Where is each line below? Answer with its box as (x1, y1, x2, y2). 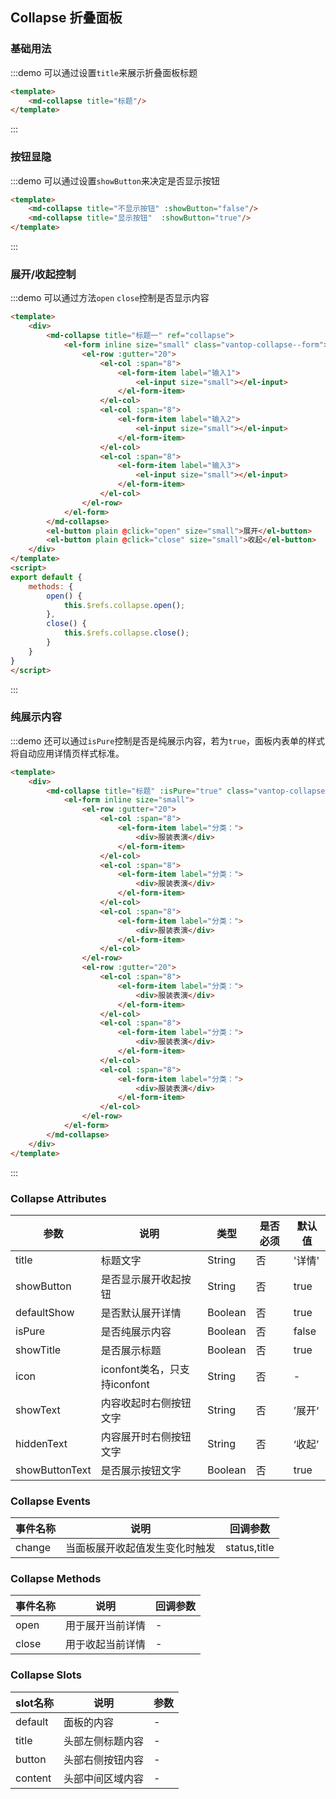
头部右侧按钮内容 (63, 1753, 144, 1767)
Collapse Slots (10, 1668, 82, 1682)
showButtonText (15, 1463, 92, 1477)
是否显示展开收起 (100, 1272, 182, 1286)
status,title (225, 1541, 275, 1555)
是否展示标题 (100, 1343, 162, 1357)
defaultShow (15, 1305, 75, 1319)
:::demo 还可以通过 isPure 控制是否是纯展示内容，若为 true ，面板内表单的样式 (10, 734, 326, 747)
